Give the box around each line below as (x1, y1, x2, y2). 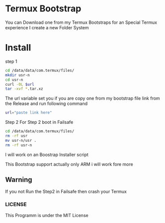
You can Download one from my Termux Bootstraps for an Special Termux (5, 19, 158, 25)
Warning (5, 175, 32, 184)
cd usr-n (5, 77, 23, 82)
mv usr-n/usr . (5, 138, 37, 143)
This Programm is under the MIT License (5, 212, 88, 218)
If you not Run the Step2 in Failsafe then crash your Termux (5, 189, 127, 195)
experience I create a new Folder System (5, 24, 89, 30)
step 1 (5, 58, 17, 64)
